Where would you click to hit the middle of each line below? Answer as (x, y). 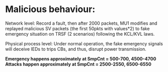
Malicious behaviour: (50, 9)
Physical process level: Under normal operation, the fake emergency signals (84, 43)
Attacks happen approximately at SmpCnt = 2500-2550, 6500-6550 (78, 64)
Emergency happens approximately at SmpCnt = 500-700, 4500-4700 (81, 58)
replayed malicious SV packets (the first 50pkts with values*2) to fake (77, 28)
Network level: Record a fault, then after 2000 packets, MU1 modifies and (81, 23)
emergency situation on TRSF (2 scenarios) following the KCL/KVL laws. (80, 34)
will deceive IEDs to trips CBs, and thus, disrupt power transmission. (76, 49)
